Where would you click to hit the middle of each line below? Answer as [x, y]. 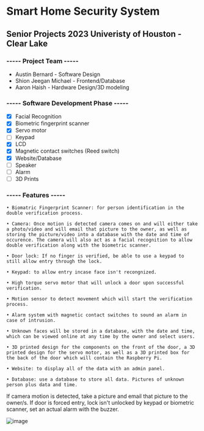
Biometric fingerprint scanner [52, 123]
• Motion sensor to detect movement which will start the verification [99, 299]
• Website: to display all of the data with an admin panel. [86, 369]
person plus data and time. [42, 385]
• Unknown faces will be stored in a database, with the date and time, [101, 331]
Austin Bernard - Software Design [58, 74]
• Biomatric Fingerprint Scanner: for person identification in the [95, 208]
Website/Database [38, 158]
